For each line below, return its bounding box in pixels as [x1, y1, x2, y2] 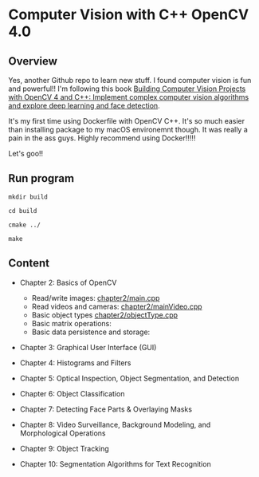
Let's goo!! [8, 149, 44, 158]
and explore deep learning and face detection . [8, 101, 161, 110]
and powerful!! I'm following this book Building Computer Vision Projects [8, 84, 246, 93]
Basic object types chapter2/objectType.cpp [31, 309, 178, 320]
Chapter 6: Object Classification [19, 388, 125, 398]
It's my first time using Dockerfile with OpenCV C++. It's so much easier [8, 116, 245, 125]
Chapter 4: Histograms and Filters [19, 357, 131, 368]
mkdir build [8, 193, 48, 201]
